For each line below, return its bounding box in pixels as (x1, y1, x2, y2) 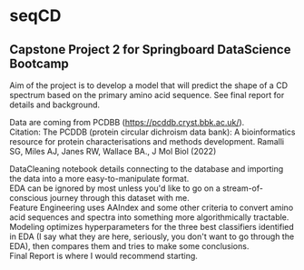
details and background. (9, 99, 101, 110)
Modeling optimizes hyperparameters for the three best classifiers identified (9, 222, 295, 232)
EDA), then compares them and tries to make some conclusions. (9, 241, 250, 251)
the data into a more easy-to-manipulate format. (9, 174, 190, 184)
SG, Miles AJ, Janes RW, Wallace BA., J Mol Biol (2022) (9, 146, 217, 156)
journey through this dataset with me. (49, 193, 191, 203)
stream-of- (221, 183, 263, 194)
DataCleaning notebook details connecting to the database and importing (9, 164, 284, 174)
